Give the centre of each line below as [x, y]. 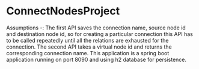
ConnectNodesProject [63, 11]
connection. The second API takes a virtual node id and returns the [89, 47]
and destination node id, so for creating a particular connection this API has [100, 34]
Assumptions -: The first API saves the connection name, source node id [96, 28]
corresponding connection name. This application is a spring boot [88, 53]
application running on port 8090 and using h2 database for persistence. [96, 59]
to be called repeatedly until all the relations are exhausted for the [87, 40]
